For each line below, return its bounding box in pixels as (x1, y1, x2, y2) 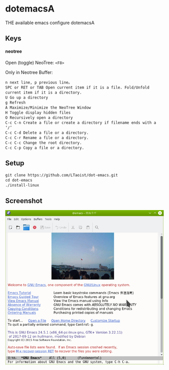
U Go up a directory (5, 95, 49, 100)
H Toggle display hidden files (5, 110, 71, 115)
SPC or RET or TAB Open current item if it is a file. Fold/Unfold (5, 85, 150, 90)
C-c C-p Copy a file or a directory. (5, 145, 84, 150)
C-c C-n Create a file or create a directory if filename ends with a (5, 120, 156, 125)
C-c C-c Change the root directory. (5, 140, 82, 145)
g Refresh (5, 100, 26, 105)
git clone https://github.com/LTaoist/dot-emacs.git (5, 173, 118, 178)
